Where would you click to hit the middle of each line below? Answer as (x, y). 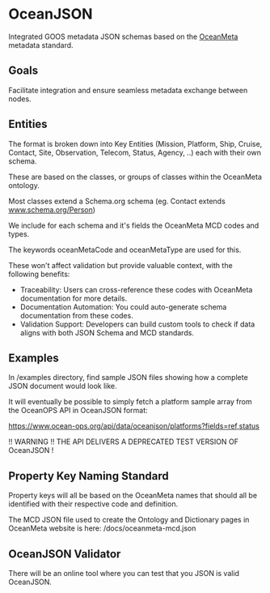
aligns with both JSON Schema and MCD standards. (107, 332)
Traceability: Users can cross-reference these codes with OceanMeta (136, 289)
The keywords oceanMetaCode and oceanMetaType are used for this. (125, 250)
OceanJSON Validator (65, 554)
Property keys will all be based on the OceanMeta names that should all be (133, 496)
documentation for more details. (74, 298)
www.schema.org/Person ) (52, 209)
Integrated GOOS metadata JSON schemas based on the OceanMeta (123, 36)
